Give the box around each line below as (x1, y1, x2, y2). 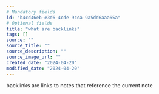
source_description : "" (6, 49, 67, 55)
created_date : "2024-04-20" (6, 59, 78, 65)
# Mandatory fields (6, 8, 56, 15)
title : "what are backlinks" (6, 25, 80, 32)
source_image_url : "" (6, 54, 61, 60)
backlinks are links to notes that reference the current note (6, 82, 153, 89)
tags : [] (6, 32, 29, 38)
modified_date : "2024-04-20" (6, 65, 80, 72)
